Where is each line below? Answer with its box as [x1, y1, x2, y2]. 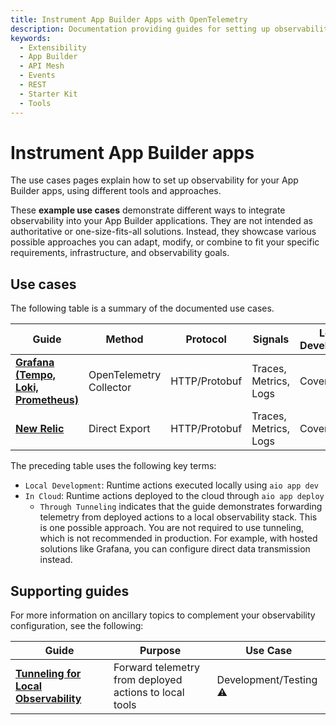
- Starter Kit [19, 89, 78, 99]
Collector [88, 381, 132, 395]
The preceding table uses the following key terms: [10, 460, 217, 472]
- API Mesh [19, 61, 65, 71]
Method [105, 332, 144, 346]
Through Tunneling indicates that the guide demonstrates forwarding [39, 501, 323, 513]
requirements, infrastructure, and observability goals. [10, 247, 230, 259]
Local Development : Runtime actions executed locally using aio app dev [24, 479, 319, 491]
